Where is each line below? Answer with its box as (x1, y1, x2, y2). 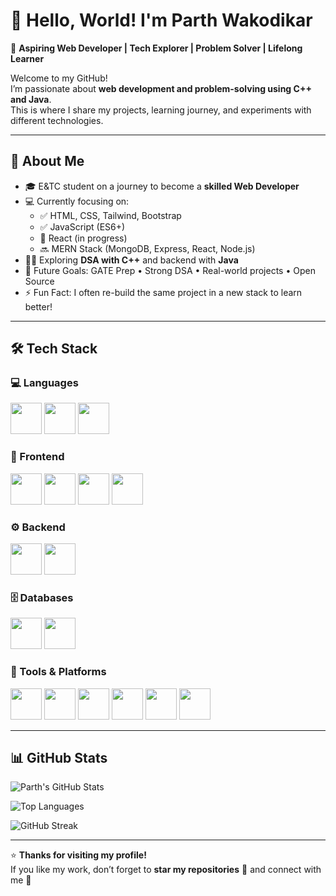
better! (24, 300, 53, 313)
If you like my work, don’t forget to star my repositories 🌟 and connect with (10, 864, 322, 876)
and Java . (10, 93, 52, 105)
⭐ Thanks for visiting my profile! (10, 849, 147, 861)
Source (24, 275, 55, 287)
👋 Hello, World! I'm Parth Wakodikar (10, 9, 313, 32)
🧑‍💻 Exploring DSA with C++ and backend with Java (24, 254, 239, 266)
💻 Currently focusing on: (24, 195, 130, 207)
